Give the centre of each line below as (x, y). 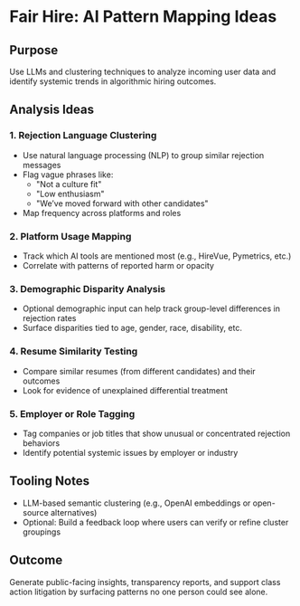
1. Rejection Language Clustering (83, 136)
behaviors (41, 443)
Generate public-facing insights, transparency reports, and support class (145, 582)
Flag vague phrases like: (68, 175)
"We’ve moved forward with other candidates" (122, 203)
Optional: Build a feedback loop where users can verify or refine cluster (155, 522)
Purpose (34, 50)
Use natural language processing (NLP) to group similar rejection (143, 155)
